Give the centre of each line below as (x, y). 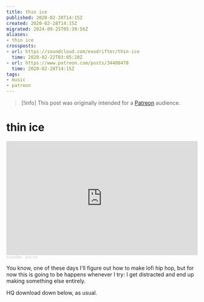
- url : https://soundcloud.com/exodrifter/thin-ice (73, 52)
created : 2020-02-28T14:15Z (42, 23)
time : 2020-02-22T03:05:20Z (47, 57)
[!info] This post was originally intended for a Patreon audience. (101, 103)
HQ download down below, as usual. (52, 292)
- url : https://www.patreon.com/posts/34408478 (68, 63)
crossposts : (21, 46)
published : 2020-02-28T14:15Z (45, 18)
